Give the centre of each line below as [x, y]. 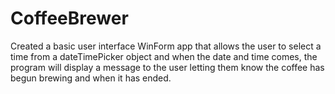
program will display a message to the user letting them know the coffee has [167, 67]
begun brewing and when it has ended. [91, 78]
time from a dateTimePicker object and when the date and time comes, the [164, 56]
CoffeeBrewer [69, 18]
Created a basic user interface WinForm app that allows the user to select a [166, 46]
